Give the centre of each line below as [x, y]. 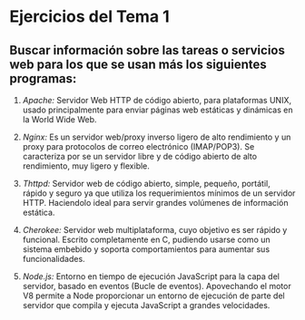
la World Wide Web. [59, 119]
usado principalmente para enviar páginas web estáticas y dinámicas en [157, 110]
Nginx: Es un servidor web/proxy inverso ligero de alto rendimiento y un [157, 137]
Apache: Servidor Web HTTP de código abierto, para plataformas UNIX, [157, 100]
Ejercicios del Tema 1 [89, 17]
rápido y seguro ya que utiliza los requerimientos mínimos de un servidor [159, 193]
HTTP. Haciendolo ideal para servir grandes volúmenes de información [155, 203]
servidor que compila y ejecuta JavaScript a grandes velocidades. [146, 305]
